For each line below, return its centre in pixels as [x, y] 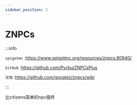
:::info [11, 48]
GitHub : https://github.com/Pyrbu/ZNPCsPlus [51, 67]
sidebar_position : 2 [27, 10]
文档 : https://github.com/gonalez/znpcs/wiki [50, 77]
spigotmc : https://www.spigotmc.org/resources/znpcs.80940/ [68, 58]
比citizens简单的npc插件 [30, 97]
